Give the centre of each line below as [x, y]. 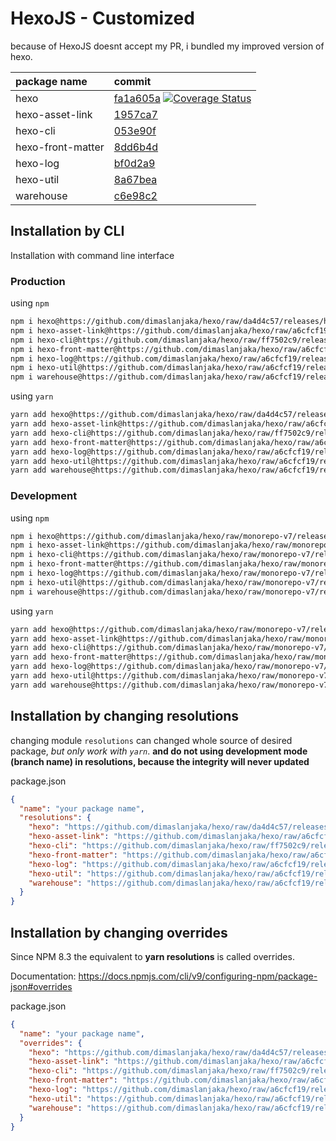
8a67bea [135, 179]
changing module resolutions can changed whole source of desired [151, 740]
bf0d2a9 [134, 163]
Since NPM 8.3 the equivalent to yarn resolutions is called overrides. [152, 956]
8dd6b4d [136, 147]
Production [38, 281]
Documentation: [43, 976]
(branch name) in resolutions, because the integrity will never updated [160, 761]
